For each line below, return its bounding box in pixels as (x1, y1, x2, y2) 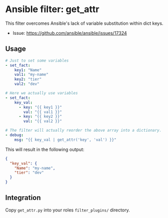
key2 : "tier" (14, 77, 42, 82)
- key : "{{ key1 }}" (18, 104, 62, 110)
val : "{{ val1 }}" (23, 110, 62, 115)
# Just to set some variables (5, 58, 69, 63)
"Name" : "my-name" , (14, 166, 56, 171)
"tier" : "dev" (14, 170, 44, 175)
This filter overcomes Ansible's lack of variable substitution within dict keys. (5, 20, 163, 26)
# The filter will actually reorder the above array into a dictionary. (5, 128, 162, 133)
